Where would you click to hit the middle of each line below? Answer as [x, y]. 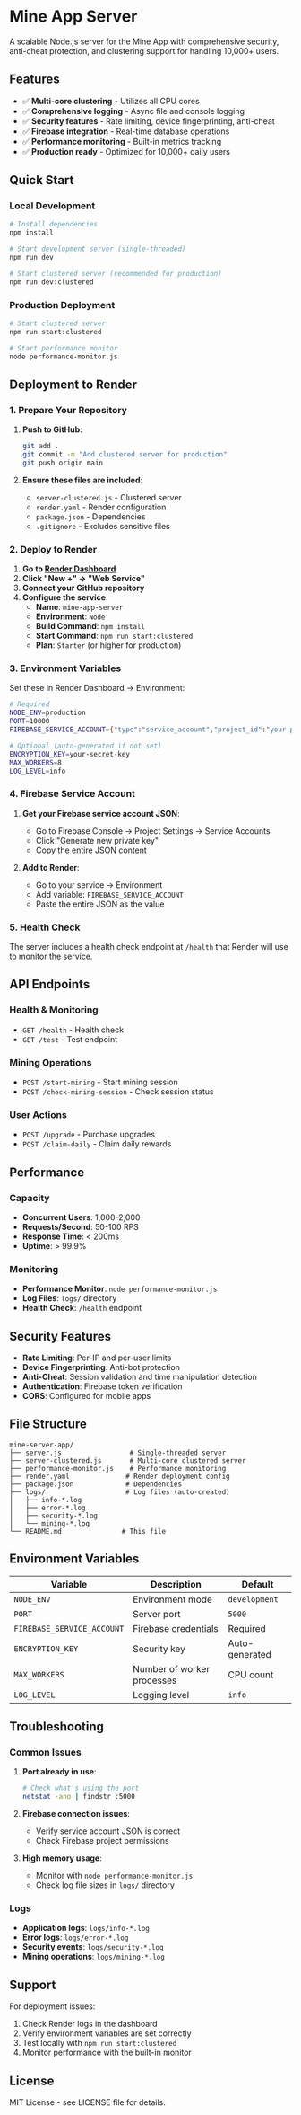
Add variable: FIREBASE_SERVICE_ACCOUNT [109, 894]
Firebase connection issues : [76, 1814]
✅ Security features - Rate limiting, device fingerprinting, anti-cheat [148, 121]
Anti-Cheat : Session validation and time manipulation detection [140, 1377]
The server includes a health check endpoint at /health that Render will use [149, 946]
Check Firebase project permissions [102, 1841]
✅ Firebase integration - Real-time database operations [126, 131]
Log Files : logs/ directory [69, 1298]
